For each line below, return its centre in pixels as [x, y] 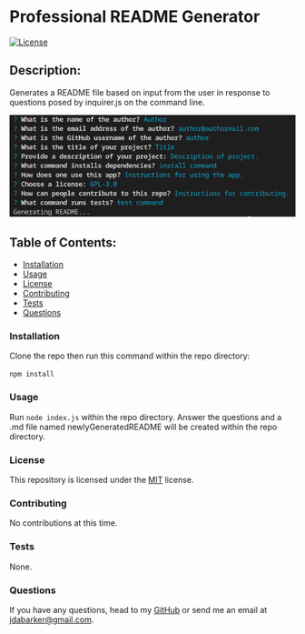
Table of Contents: [63, 242]
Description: [45, 70]
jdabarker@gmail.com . [52, 619]
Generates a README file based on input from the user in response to [140, 92]
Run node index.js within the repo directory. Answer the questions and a [146, 417]
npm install [32, 375]
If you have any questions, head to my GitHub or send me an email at [138, 609]
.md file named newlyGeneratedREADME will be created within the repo [143, 427]
